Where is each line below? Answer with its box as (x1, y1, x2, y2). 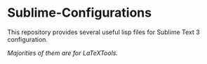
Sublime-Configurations (7, 5, 152, 21)
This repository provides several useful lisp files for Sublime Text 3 (7, 28, 200, 36)
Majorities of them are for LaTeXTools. (7, 49, 118, 57)
